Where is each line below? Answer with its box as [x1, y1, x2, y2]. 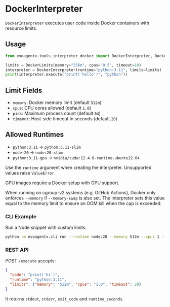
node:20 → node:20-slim [12, 149, 63, 155]
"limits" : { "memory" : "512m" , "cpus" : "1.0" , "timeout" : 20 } [10, 282, 142, 287]
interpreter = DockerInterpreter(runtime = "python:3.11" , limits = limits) [5, 67, 162, 73]
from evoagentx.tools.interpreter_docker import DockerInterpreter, [5, 53, 153, 58]
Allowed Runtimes [5, 130, 64, 139]
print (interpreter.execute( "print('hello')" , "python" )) [5, 72, 128, 77]
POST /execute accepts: [5, 258, 56, 264]
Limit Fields [5, 86, 42, 94]
